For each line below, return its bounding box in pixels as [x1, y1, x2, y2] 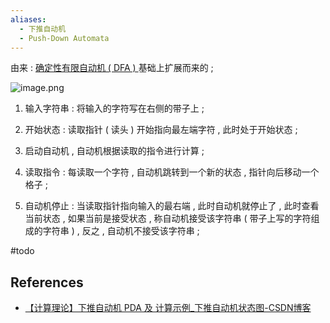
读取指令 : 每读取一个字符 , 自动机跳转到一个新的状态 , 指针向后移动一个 [24, 166, 320, 178]
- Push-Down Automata [19, 33, 110, 43]
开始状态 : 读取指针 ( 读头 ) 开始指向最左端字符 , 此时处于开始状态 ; [24, 124, 298, 136]
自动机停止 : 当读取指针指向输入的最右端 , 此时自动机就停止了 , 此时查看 [24, 200, 320, 212]
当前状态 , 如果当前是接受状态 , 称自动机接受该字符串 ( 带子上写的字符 [24, 212, 312, 225]
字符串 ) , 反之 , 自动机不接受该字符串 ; [42, 225, 200, 237]
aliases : [10, 14, 47, 25]
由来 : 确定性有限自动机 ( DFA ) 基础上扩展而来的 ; [10, 62, 214, 74]
